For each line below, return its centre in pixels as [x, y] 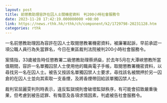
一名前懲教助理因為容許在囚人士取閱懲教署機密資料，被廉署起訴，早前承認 [81, 43]
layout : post [19, 10]
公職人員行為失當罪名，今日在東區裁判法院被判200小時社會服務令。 [79, 49]
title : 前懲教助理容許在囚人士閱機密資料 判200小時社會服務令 [63, 14]
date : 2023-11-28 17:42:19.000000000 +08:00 [52, 19]
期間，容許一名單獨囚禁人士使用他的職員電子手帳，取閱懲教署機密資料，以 [85, 66]
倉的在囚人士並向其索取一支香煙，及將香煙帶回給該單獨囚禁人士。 [73, 79]
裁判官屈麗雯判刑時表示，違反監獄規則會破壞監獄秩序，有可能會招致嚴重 [79, 89]
